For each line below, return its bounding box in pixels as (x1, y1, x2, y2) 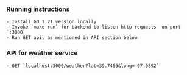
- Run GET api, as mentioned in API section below (6, 35, 138, 41)
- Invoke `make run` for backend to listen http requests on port (6, 24, 182, 30)
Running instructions (6, 5, 70, 13)
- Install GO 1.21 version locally (6, 19, 97, 25)
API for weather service (6, 49, 78, 57)
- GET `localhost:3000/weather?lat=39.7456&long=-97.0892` (6, 63, 160, 69)
